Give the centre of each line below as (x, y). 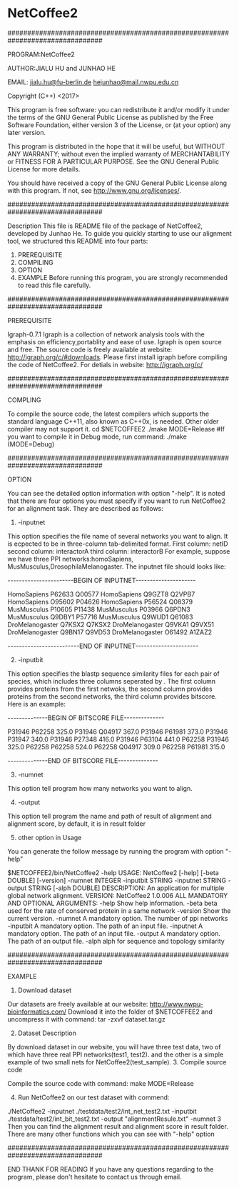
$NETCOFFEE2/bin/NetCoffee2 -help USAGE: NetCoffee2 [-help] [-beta (113, 872)
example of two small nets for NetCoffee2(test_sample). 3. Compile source (117, 1062)
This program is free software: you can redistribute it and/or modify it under (118, 109)
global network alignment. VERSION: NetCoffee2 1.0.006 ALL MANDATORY (118, 895)
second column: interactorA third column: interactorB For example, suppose (119, 551)
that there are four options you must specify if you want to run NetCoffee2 (117, 501)
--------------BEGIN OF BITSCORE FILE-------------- (86, 718)
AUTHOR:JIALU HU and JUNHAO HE (62, 68)
